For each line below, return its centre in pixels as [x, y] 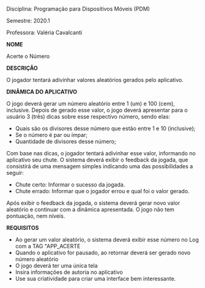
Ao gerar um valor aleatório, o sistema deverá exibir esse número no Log [107, 240]
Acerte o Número [28, 56]
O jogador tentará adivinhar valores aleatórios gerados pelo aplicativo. [95, 80]
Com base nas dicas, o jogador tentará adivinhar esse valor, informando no [101, 153]
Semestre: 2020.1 [28, 20]
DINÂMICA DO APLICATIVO [42, 92]
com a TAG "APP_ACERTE [48, 246]
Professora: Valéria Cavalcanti [44, 32]
